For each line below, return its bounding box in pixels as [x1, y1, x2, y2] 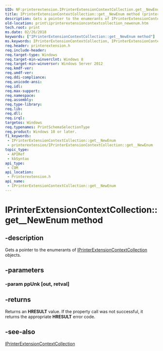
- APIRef [7, 152, 25, 157]
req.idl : [5, 84, 23, 89]
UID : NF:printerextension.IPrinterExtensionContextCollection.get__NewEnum [5, 7, 162, 12]
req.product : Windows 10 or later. [5, 129, 77, 134]
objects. [5, 252, 21, 258]
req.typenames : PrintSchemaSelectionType [5, 124, 90, 129]
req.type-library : [5, 102, 42, 107]
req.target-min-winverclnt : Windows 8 [5, 57, 83, 62]
